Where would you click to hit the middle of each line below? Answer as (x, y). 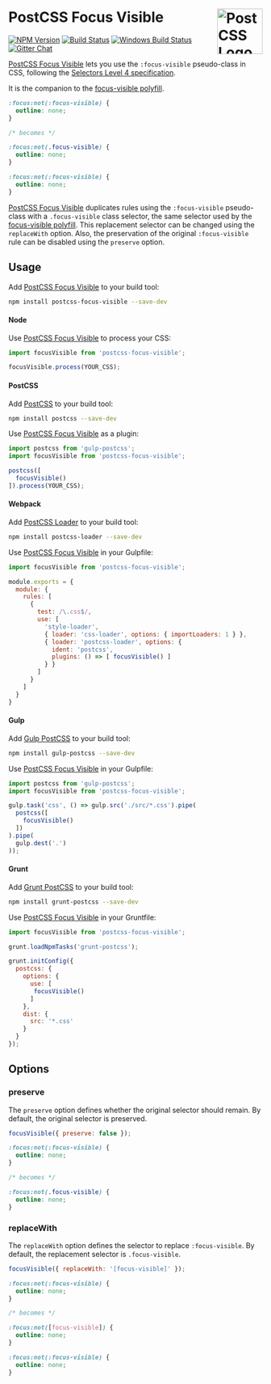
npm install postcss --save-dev (63, 418)
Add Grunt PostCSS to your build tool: (71, 887)
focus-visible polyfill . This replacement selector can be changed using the (132, 224)
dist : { (35, 1014)
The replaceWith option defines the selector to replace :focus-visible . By (131, 1245)
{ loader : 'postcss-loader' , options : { (113, 642)
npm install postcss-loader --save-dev (75, 537)
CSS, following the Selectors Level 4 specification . (92, 72)
